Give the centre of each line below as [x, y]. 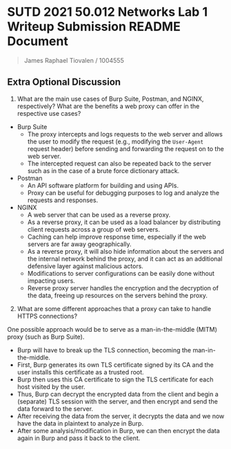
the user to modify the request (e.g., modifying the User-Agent [115, 141]
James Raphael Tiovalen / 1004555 [74, 60]
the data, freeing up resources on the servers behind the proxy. [118, 295]
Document [38, 41]
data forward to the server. [55, 408]
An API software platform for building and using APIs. [103, 185]
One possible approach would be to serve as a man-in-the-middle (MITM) [112, 329]
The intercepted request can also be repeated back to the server [119, 163]
